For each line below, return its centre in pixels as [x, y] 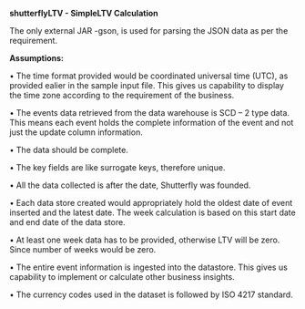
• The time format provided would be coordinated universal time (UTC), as [149, 76]
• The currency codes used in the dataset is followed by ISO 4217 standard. [151, 294]
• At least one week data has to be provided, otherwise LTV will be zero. [145, 240]
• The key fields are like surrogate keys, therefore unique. [117, 167]
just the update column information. [76, 132]
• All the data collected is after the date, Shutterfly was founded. [130, 185]
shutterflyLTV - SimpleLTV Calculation [84, 13]
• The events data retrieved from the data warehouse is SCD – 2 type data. [149, 113]
